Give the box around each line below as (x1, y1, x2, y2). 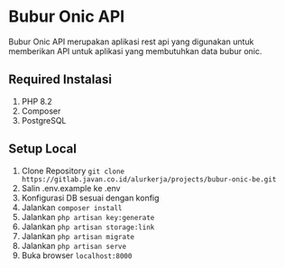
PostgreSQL (21, 115, 67, 125)
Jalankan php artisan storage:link (21, 221, 155, 232)
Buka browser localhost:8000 (21, 250, 133, 261)
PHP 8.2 (21, 96, 52, 106)
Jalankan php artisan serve (21, 240, 127, 251)
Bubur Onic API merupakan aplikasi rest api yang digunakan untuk (8, 36, 254, 47)
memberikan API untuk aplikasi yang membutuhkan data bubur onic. (8, 45, 262, 56)
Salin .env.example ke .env (21, 182, 121, 193)
